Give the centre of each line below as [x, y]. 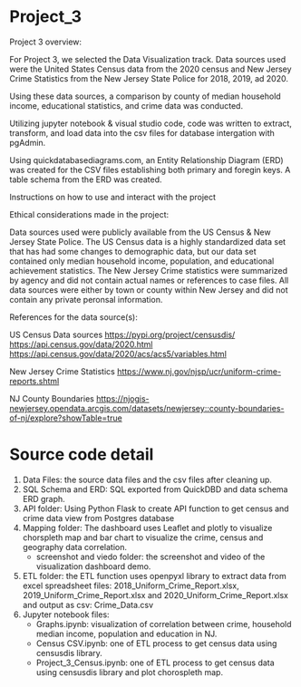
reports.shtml [34, 381]
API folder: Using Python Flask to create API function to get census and [155, 508]
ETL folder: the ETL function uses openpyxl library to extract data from [155, 576]
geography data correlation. [74, 547]
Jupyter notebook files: [66, 614]
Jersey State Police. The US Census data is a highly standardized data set [148, 241]
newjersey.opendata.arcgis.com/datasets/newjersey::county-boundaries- [147, 408]
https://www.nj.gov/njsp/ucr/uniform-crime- [199, 371]
